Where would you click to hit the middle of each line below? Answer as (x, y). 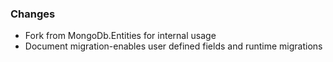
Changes (33, 14)
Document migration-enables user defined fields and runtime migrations (173, 46)
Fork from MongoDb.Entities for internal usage (120, 36)
